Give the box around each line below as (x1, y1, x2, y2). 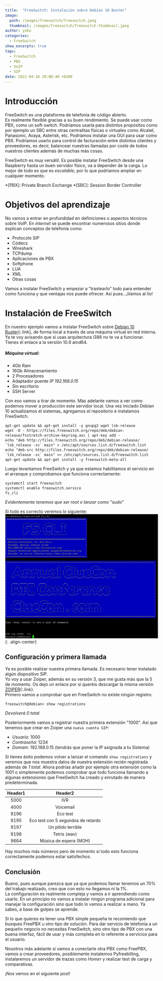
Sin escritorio (12, 383, 39, 389)
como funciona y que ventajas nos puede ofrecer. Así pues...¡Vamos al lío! (5, 291, 153, 296)
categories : (5, 33, 29, 38)
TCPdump (12, 250, 33, 256)
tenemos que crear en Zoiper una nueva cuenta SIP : (5, 724, 109, 730)
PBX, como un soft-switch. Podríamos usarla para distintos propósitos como (5, 122, 158, 128)
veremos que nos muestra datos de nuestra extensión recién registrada (5, 759, 148, 765)
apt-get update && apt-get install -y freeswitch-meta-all (5, 457, 127, 462)
